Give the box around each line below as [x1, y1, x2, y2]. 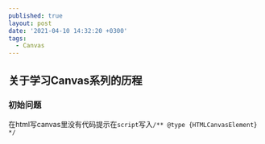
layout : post [8, 19, 52, 27]
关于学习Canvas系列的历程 [8, 73, 143, 87]
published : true [8, 11, 63, 20]
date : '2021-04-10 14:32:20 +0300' [8, 27, 128, 35]
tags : [8, 34, 27, 43]
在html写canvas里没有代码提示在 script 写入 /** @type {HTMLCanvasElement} [8, 119, 258, 129]
